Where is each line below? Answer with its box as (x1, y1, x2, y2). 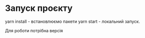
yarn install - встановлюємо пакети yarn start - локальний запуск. (5, 19, 140, 24)
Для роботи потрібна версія (5, 28, 63, 33)
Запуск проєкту (5, 3, 73, 14)
